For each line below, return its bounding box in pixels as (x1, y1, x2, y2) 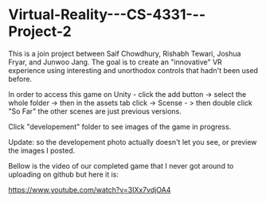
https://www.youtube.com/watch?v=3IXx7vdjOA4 (8, 185, 171, 194)
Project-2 (8, 22, 72, 41)
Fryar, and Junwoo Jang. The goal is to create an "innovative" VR (8, 57, 223, 67)
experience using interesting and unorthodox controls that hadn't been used (8, 65, 259, 75)
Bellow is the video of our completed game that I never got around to (8, 161, 234, 170)
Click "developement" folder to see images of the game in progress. (8, 122, 232, 131)
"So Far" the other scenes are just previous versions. (8, 106, 182, 116)
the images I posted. (8, 146, 76, 155)
